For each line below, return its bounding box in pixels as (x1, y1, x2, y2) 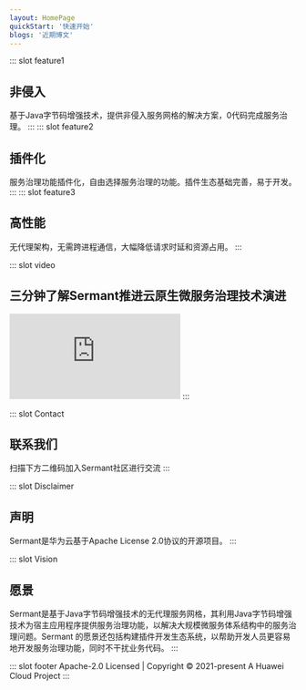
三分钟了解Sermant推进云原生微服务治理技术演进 (9, 288, 287, 304)
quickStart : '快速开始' (9, 22, 94, 31)
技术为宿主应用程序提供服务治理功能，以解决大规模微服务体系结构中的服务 (9, 620, 289, 631)
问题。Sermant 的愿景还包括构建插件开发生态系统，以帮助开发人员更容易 (16, 631, 291, 643)
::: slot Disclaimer (9, 480, 75, 492)
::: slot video (9, 259, 56, 270)
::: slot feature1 (9, 56, 65, 67)
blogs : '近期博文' (9, 30, 75, 39)
